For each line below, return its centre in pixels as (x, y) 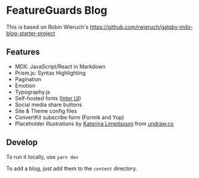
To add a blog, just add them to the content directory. (72, 168)
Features (23, 52)
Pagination (28, 79)
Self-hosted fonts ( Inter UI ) (48, 98)
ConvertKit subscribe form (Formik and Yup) (69, 117)
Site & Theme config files (46, 111)
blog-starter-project (31, 33)
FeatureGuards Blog (57, 10)
